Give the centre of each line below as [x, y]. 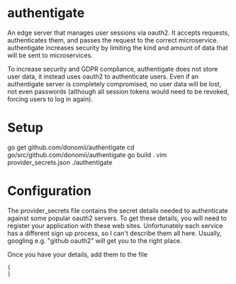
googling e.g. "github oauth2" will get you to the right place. [95, 240]
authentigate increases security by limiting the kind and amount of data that [118, 47]
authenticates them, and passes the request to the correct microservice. [113, 40]
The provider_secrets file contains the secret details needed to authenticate [118, 210]
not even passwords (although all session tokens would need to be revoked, [118, 91]
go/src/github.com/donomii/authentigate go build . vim [87, 154]
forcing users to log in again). [50, 99]
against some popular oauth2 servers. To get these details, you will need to [117, 218]
